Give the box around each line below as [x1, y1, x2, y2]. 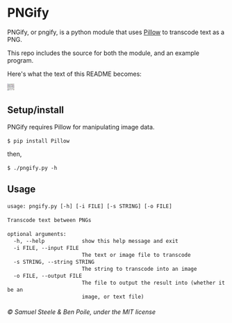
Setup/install [7, 104, 65, 116]
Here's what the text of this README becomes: [7, 70, 142, 78]
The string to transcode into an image [81, 265, 197, 272]
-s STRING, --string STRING [13, 258, 95, 265]
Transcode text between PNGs [7, 216, 92, 223]
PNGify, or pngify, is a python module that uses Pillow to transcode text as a [7, 28, 224, 36]
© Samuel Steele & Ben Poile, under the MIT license [7, 308, 156, 316]
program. [7, 56, 34, 64]
